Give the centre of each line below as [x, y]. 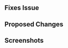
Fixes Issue [22, 8]
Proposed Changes [34, 24]
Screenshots [24, 41]
